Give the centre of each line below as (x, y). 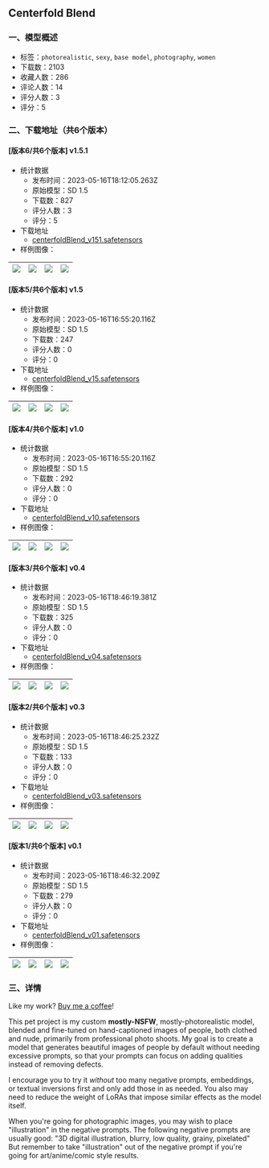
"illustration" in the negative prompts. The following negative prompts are (130, 1130)
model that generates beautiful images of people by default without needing (134, 1047)
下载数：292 (53, 478)
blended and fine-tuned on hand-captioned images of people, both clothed (132, 1030)
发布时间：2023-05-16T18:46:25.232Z (96, 736)
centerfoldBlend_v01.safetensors (86, 934)
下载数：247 (53, 340)
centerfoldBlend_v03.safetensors (87, 796)
